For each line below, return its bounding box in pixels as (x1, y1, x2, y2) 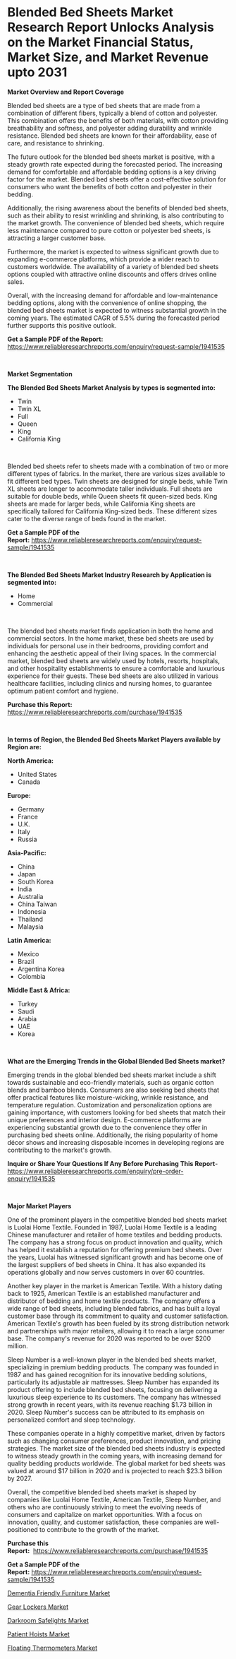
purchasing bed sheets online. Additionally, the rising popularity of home (7, 1131, 218, 1139)
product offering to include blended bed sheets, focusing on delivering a (7, 1385, 218, 1393)
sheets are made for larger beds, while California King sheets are (7, 499, 196, 508)
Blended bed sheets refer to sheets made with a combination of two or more (7, 462, 229, 470)
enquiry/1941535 (7, 1174, 56, 1183)
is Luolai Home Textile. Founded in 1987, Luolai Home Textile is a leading (7, 1223, 217, 1231)
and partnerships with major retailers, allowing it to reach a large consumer (7, 1326, 225, 1335)
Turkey (17, 999, 38, 1008)
